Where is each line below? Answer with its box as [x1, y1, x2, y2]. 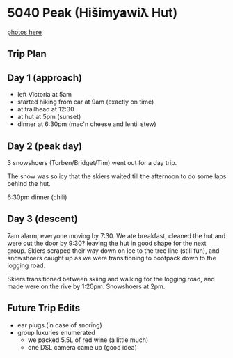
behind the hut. [7, 179, 51, 187]
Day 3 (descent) [7, 213, 79, 225]
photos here [7, 28, 42, 36]
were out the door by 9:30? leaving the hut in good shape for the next [7, 239, 207, 247]
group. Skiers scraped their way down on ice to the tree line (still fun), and [7, 246, 220, 255]
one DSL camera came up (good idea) [27, 343, 138, 351]
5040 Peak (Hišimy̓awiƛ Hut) [7, 5, 178, 21]
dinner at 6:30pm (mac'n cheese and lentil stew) [17, 120, 156, 128]
